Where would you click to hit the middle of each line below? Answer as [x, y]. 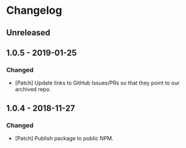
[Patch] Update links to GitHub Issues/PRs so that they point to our [97, 83]
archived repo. [33, 89]
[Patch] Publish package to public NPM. [64, 138]
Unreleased [28, 33]
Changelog [34, 10]
